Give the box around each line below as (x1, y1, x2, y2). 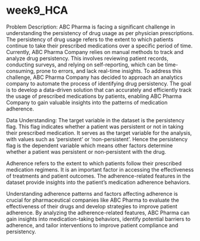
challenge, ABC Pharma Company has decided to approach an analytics (6, 74, 183, 81)
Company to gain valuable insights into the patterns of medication (6, 99, 168, 106)
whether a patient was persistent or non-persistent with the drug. (6, 148, 167, 155)
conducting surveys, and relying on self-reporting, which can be (6, 61, 164, 68)
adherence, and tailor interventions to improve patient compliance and (6, 221, 179, 229)
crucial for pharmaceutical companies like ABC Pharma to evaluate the (6, 196, 180, 204)
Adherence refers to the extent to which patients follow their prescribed (6, 160, 182, 167)
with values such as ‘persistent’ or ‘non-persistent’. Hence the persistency (6, 135, 188, 142)
